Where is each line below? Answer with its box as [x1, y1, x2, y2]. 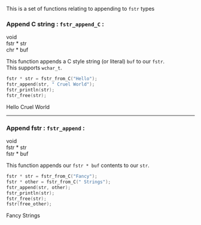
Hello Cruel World [6, 103, 50, 110]
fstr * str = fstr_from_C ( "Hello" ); [6, 76, 98, 82]
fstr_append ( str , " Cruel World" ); [6, 81, 95, 87]
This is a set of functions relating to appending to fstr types [6, 5, 155, 12]
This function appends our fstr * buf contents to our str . [6, 162, 150, 169]
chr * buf [6, 46, 29, 53]
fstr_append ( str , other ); [6, 184, 71, 190]
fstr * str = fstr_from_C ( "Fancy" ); [6, 174, 98, 180]
